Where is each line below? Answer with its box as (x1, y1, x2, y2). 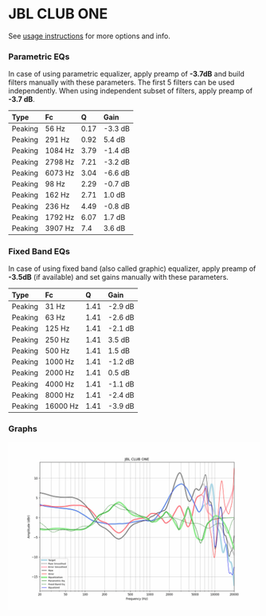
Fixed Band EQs (8, 245, 70, 257)
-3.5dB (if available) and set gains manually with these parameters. (8, 273, 229, 282)
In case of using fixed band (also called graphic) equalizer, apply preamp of (8, 264, 256, 273)
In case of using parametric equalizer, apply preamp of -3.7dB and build (8, 69, 245, 79)
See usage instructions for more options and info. (8, 31, 171, 41)
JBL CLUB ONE (8, 5, 108, 23)
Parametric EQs (8, 51, 70, 62)
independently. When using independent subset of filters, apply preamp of (8, 86, 253, 96)
